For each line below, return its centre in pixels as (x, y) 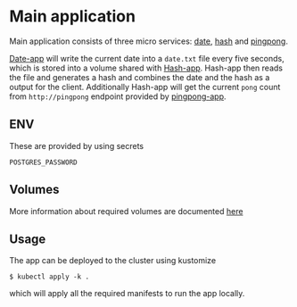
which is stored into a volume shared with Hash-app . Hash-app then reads (146, 68)
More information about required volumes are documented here (126, 211)
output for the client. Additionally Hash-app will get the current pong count (145, 87)
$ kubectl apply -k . (49, 277)
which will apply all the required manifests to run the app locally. (127, 294)
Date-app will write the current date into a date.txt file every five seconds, (147, 58)
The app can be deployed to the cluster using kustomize (113, 261)
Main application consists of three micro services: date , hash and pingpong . (148, 41)
